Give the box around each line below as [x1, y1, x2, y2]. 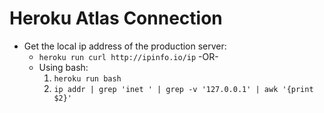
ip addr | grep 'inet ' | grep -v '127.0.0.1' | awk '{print [53, 84, 314, 94]
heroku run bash [53, 73, 122, 84]
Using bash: [38, 61, 89, 73]
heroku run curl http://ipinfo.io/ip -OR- [38, 50, 219, 62]
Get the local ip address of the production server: [23, 40, 227, 52]
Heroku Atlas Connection [9, 7, 223, 30]
